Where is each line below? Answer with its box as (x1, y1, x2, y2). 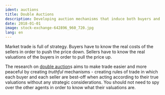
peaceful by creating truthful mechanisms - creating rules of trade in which (5, 69, 158, 74)
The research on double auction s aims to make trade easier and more (5, 63, 147, 69)
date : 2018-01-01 (5, 21, 41, 26)
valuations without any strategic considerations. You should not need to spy (5, 79, 160, 85)
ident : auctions (5, 7, 39, 12)
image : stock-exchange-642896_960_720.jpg (5, 26, 94, 31)
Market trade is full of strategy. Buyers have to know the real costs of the (5, 44, 154, 49)
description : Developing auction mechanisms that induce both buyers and (5, 16, 161, 21)
